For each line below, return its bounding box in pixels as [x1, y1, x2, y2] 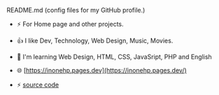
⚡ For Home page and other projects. [16, 20, 124, 28]
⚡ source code [16, 80, 59, 89]
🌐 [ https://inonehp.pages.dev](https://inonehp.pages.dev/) [16, 66, 187, 74]
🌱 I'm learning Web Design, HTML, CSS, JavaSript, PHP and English [16, 52, 213, 61]
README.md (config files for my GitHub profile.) [6, 6, 146, 14]
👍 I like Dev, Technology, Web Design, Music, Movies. [16, 36, 174, 45]
